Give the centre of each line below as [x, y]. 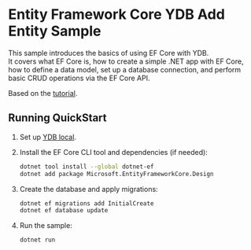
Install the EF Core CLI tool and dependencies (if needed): [114, 152]
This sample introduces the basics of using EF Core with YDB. [109, 53]
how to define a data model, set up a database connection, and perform [125, 69]
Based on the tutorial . [43, 93]
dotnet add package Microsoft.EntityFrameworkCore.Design [116, 174]
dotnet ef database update [64, 211]
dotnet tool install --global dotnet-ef [87, 167]
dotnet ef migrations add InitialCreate [87, 203]
